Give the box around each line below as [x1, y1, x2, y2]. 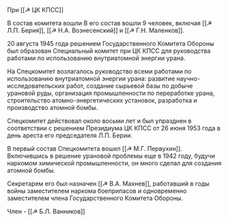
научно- [176, 74, 200, 83]
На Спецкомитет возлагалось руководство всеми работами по [7, 68, 192, 75]
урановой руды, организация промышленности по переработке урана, [7, 89, 215, 97]
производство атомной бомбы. [7, 104, 98, 111]
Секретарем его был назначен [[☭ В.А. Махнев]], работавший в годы [7, 180, 210, 187]
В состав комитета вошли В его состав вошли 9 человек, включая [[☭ [7, 19, 213, 27]
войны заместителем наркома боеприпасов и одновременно [7, 187, 187, 195]
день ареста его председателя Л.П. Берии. [7, 131, 133, 139]
